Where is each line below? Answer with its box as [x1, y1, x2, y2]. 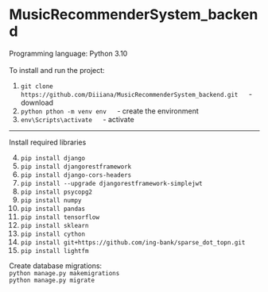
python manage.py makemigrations [9, 269, 120, 277]
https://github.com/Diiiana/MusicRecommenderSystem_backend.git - [20, 89, 253, 98]
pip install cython [20, 230, 86, 238]
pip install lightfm [20, 247, 89, 255]
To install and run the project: [9, 65, 106, 75]
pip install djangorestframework [20, 163, 132, 171]
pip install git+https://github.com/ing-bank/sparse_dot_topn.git [20, 238, 246, 247]
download [20, 98, 54, 107]
